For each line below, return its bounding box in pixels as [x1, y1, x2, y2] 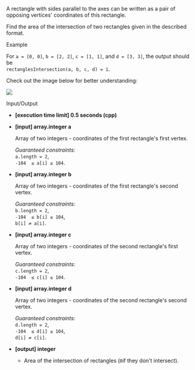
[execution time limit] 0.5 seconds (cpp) [14, 112, 117, 119]
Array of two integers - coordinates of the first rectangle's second [14, 182, 178, 189]
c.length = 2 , [14, 267, 49, 274]
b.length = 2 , [14, 207, 49, 213]
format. [6, 29, 25, 37]
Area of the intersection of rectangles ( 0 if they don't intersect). [23, 357, 179, 364]
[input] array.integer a [14, 123, 71, 130]
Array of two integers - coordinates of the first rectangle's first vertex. [14, 135, 188, 142]
